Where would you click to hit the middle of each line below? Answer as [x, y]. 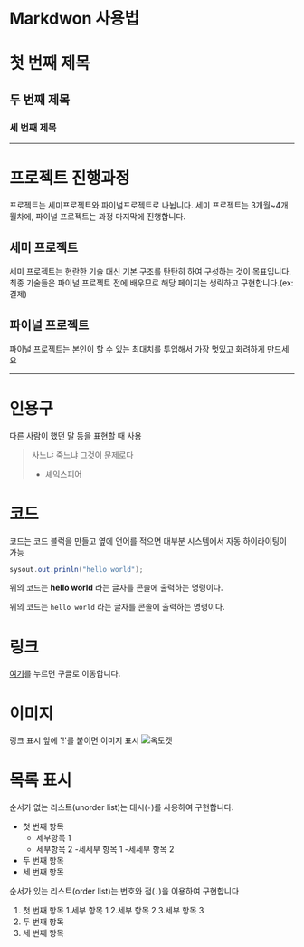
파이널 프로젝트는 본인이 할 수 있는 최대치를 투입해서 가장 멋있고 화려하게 [137, 349]
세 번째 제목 [33, 128]
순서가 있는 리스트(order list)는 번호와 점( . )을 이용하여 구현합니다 [124, 891]
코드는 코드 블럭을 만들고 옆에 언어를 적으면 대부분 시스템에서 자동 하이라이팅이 [148, 541]
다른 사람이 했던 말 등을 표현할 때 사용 [76, 435]
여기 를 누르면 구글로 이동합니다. [65, 674]
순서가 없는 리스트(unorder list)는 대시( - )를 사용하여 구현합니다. [122, 807]
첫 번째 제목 [50, 63]
